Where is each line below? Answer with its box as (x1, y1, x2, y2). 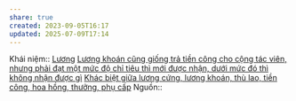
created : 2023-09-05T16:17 (9, 21, 109, 30)
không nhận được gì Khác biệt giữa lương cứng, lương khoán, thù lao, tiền (9, 73, 277, 83)
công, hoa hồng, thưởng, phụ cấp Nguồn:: (9, 82, 163, 93)
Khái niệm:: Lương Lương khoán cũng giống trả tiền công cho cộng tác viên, (9, 54, 287, 65)
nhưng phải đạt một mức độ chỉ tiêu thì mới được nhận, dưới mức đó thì (9, 63, 269, 74)
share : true (9, 12, 53, 22)
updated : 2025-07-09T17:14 (9, 29, 109, 38)
